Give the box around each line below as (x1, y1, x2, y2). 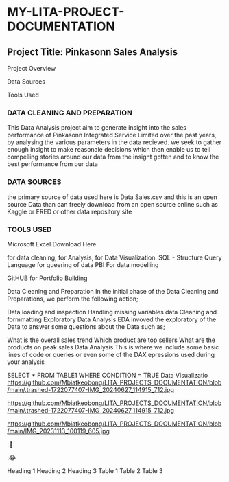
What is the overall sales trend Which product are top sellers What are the (7, 336, 216, 344)
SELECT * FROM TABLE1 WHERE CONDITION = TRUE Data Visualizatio (7, 371, 208, 379)
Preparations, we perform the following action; (7, 295, 138, 303)
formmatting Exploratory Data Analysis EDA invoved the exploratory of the (7, 315, 217, 323)
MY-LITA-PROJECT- (7, 4, 125, 20)
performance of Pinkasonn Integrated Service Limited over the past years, (7, 131, 217, 139)
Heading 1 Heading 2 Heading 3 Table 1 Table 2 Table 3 (7, 466, 163, 474)
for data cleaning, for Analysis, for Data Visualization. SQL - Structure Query (7, 253, 222, 262)
